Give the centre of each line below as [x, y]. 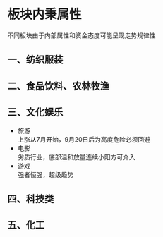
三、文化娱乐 [35, 113]
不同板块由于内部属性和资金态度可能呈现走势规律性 [81, 35]
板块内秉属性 [45, 14]
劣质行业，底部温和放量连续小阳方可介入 [76, 157]
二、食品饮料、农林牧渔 [58, 86]
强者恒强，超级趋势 [46, 174]
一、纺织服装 [35, 60]
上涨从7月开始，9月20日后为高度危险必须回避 [84, 139]
